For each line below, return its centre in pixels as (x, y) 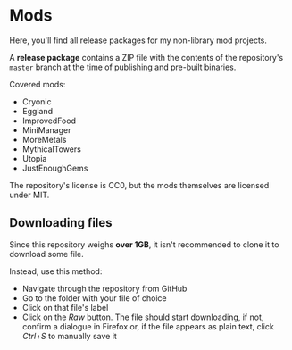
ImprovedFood (49, 121)
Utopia (34, 158)
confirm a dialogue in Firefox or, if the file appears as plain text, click (148, 326)
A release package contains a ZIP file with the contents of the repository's (146, 57)
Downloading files (61, 223)
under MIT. (29, 195)
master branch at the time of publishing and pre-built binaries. (123, 67)
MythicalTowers (52, 149)
